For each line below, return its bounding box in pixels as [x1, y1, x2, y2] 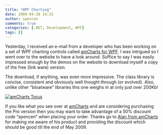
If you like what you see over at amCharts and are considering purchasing [5, 104, 154, 109]
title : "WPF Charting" [5, 7, 51, 12]
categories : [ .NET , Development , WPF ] [5, 26, 84, 30]
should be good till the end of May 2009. [5, 124, 87, 130]
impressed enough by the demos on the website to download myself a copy [5, 59, 158, 65]
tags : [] [5, 30, 23, 35]
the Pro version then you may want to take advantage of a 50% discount [5, 108, 151, 114]
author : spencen [5, 16, 38, 21]
